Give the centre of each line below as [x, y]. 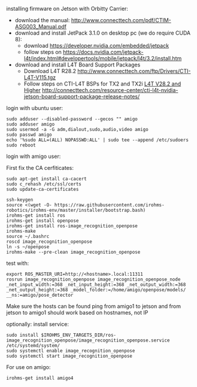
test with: [18, 263]
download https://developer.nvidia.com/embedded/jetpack [96, 45]
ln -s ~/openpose [28, 247]
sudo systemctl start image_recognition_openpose [69, 356]
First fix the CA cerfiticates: [40, 168]
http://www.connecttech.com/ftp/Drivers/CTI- [134, 71]
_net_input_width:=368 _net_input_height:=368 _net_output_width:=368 [96, 285]
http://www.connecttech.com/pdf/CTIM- [121, 20]
